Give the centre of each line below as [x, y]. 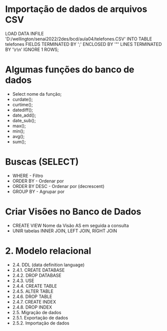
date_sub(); [24, 120]
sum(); [19, 142]
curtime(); [23, 104]
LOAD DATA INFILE [24, 33]
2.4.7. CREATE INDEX [34, 302]
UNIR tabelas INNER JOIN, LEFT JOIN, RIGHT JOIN [65, 231]
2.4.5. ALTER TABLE [33, 291]
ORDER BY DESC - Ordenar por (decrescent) [58, 186]
